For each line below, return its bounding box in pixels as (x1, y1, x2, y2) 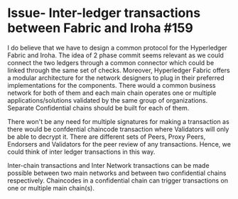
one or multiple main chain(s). (7, 183, 94, 192)
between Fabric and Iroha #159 (7, 20, 193, 36)
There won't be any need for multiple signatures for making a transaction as (7, 117, 229, 125)
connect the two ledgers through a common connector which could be (7, 58, 215, 67)
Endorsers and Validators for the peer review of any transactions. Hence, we (7, 140, 231, 148)
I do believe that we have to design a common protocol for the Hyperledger (7, 43, 227, 52)
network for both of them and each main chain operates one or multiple (7, 89, 217, 97)
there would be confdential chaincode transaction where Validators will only (7, 125, 229, 133)
